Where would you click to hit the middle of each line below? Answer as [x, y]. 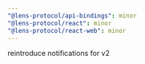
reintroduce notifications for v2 [58, 54]
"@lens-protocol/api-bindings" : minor [72, 16]
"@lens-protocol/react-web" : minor [67, 30]
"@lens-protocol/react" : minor [60, 23]
